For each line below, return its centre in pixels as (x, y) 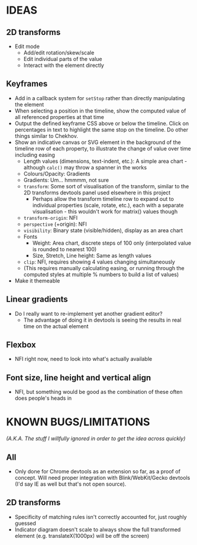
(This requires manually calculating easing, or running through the (104, 268)
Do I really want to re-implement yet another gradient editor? (88, 313)
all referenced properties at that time (59, 117)
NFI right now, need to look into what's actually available (83, 359)
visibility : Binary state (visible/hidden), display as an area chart (103, 230)
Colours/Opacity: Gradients (57, 174)
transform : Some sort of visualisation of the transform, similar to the (106, 186)
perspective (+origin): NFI (55, 224)
